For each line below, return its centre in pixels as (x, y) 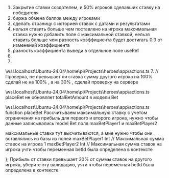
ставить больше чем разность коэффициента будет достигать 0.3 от (87, 40)
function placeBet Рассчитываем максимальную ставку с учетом (76, 112)
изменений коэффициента (41, 45)
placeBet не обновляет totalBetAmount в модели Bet (62, 97)
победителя (26, 13)
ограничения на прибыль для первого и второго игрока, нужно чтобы (82, 118)
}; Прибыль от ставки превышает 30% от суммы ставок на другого (79, 159)
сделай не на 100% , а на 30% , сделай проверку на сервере (72, 82)
